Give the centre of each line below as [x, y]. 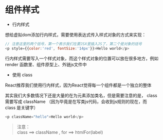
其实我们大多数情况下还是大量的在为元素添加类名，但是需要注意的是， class [81, 95]
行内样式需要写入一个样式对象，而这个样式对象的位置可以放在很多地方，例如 [82, 58]
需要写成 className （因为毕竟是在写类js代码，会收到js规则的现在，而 [76, 101]
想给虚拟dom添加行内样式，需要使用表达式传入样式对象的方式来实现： [76, 35]
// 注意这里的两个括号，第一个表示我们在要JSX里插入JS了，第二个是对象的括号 [73, 44]
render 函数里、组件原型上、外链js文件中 [46, 64]
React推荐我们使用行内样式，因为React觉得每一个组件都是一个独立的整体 [78, 85]
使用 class [22, 75]
